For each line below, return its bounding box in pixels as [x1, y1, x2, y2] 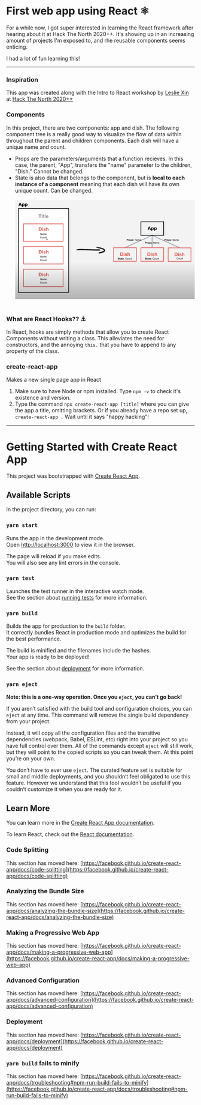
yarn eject [6, 681, 38, 688]
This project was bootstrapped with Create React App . [6, 472, 141, 480]
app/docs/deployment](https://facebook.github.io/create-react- [6, 1037, 163, 1045]
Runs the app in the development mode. [6, 534, 105, 541]
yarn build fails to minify [6, 1059, 80, 1067]
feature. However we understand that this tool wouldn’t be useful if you [6, 779, 181, 787]
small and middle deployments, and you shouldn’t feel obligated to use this [6, 773, 190, 780]
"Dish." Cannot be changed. [14, 167, 84, 175]
